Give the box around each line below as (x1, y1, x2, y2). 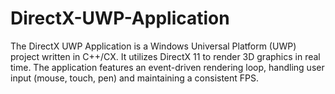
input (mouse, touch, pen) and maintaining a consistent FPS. (10, 72, 260, 84)
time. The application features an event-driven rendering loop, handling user (10, 61, 325, 73)
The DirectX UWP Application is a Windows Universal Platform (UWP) (10, 40, 297, 52)
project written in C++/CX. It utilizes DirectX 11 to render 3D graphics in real (10, 50, 321, 62)
